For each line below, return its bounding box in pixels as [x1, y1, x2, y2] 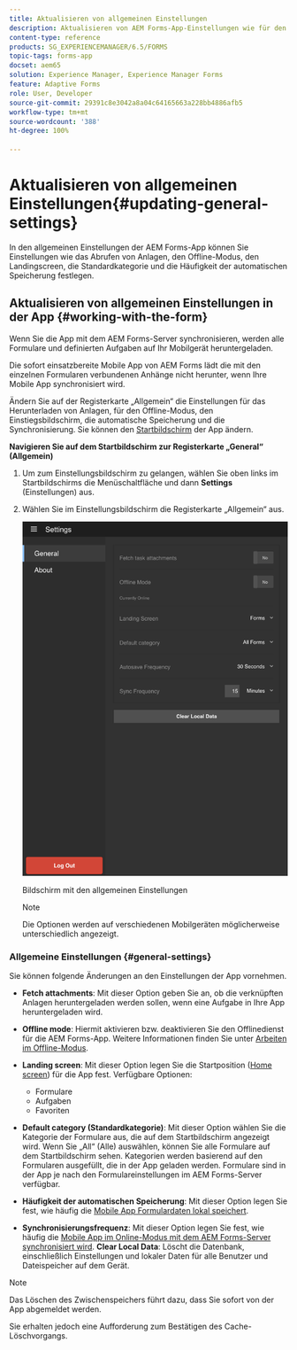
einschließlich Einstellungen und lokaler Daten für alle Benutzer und [21, 1251, 269, 1261]
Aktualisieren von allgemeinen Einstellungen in [9, 296, 274, 311]
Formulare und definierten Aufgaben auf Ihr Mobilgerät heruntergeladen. [9, 342, 274, 353]
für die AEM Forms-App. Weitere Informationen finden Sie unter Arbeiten [21, 1033, 287, 1044]
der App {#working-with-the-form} [9, 310, 209, 325]
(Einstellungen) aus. [21, 486, 95, 497]
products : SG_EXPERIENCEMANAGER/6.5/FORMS [9, 43, 168, 51]
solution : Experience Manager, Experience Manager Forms [9, 71, 224, 80]
